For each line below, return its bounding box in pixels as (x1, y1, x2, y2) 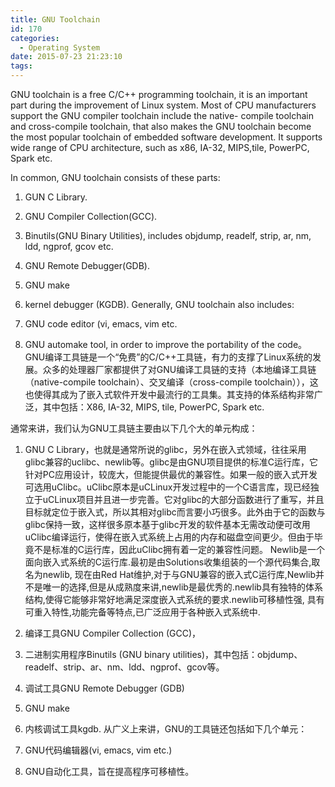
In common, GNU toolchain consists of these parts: (10, 172, 221, 183)
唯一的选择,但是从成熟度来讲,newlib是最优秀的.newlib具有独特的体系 (42, 581, 323, 593)
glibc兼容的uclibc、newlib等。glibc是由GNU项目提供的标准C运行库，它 (24, 456, 318, 468)
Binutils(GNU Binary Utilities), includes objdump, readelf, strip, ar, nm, (24, 230, 312, 241)
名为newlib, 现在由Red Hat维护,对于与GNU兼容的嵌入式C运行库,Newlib (24, 569, 317, 580)
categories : (10, 33, 60, 43)
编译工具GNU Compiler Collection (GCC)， (24, 627, 202, 639)
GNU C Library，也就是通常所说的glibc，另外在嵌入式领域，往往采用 (24, 444, 307, 455)
